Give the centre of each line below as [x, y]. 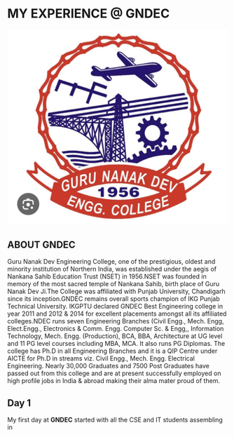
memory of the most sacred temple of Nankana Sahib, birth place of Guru [113, 284]
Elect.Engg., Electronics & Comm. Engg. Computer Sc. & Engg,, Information [116, 329]
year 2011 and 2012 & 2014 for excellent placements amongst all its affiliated [117, 314]
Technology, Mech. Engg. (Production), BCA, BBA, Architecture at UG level [115, 336]
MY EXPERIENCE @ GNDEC [89, 14]
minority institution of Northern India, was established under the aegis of [112, 269]
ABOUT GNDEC [41, 244]
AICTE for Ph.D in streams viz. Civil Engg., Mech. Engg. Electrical [101, 358]
